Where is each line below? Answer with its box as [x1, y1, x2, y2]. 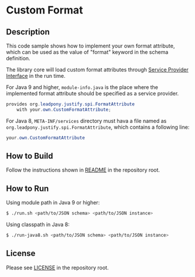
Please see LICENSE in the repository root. [6, 264, 109, 271]
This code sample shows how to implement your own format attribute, [6, 42, 175, 49]
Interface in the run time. [6, 73, 66, 79]
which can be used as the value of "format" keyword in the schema [6, 49, 169, 56]
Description [6, 27, 50, 37]
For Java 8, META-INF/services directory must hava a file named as [6, 117, 167, 124]
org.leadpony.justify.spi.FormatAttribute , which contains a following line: [6, 124, 190, 131]
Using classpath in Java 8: [6, 221, 70, 228]
